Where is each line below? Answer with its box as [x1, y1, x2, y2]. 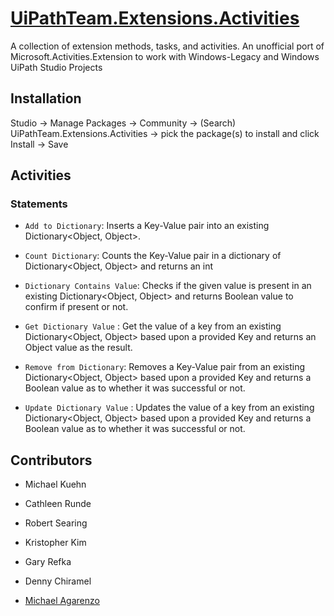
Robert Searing [24, 517, 88, 529]
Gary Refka [24, 556, 72, 568]
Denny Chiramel [24, 575, 92, 587]
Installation [10, 90, 82, 107]
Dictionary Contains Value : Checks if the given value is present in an [24, 280, 312, 292]
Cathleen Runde [24, 498, 92, 510]
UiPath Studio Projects [10, 61, 103, 73]
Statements [10, 197, 68, 211]
